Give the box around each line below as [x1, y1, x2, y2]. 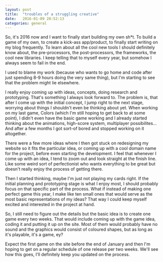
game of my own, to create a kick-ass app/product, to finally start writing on [5, 40, 158, 45]
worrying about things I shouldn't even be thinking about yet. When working [5, 105, 158, 111]
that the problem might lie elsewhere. [5, 80, 80, 86]
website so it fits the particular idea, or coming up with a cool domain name [5, 145, 157, 151]
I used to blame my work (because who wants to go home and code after [5, 69, 152, 76]
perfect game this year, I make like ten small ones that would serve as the [5, 191, 153, 197]
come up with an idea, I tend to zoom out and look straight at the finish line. [5, 156, 157, 161]
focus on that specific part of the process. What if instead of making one [5, 186, 151, 192]
